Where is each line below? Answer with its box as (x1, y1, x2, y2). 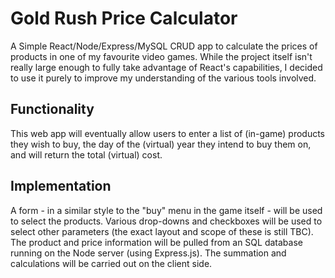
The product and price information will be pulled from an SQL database (10, 236, 303, 248)
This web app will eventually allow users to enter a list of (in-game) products (10, 127, 325, 139)
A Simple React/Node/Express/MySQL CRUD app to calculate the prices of (10, 40, 318, 52)
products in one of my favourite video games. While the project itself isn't (10, 50, 313, 62)
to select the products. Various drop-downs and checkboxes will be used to (10, 215, 323, 227)
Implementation (10, 178, 112, 195)
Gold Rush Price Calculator (10, 7, 238, 30)
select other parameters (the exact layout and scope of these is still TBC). (10, 225, 314, 237)
